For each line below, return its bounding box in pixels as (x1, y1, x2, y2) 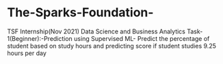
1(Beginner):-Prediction (7, 34, 73, 42)
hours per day (7, 49, 47, 57)
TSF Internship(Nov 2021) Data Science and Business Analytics (7, 27, 186, 35)
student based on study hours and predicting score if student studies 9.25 (7, 42, 217, 50)
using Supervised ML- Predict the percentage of (74, 34, 210, 42)
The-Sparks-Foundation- (7, 5, 154, 20)
